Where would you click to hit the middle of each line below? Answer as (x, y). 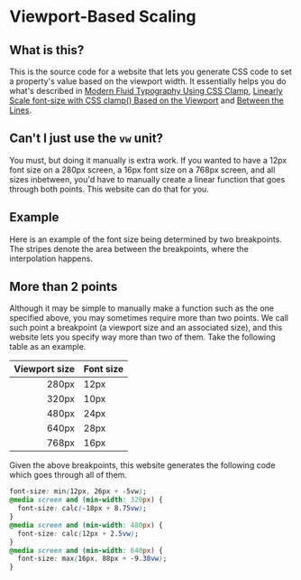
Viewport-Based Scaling (103, 17)
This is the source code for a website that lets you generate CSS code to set (151, 71)
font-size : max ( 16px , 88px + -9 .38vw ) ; (92, 559)
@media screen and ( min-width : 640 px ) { (87, 550)
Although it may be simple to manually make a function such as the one (142, 308)
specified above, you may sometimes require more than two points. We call (149, 318)
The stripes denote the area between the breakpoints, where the (129, 248)
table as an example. (48, 347)
